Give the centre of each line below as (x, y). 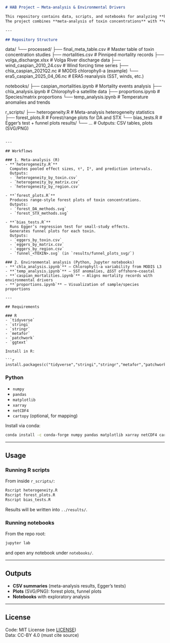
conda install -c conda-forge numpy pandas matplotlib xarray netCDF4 (81, 435)
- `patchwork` (20, 338)
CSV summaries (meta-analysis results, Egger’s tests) (69, 586)
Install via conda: (23, 425)
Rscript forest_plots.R (30, 495)
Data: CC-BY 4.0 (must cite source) (42, 635)
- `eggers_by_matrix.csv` (37, 245)
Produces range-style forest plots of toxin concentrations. (76, 200)
